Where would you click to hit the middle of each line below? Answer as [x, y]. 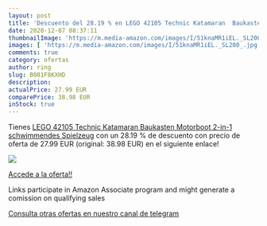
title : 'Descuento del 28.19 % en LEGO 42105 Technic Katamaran [117, 23]
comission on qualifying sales [57, 198]
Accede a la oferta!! [41, 174]
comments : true [33, 53]
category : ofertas [39, 60]
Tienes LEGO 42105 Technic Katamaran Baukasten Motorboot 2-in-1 [120, 127]
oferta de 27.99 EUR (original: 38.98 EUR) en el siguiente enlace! [114, 144]
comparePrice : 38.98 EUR [49, 97]
